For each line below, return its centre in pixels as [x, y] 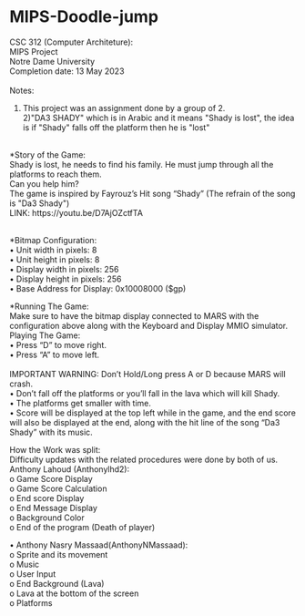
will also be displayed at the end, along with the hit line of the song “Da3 [145, 422]
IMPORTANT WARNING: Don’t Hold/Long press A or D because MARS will [147, 374]
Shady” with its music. [51, 432]
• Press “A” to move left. [55, 354]
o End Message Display [54, 508]
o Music [25, 564]
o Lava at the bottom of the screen [74, 593]
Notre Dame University [52, 61]
